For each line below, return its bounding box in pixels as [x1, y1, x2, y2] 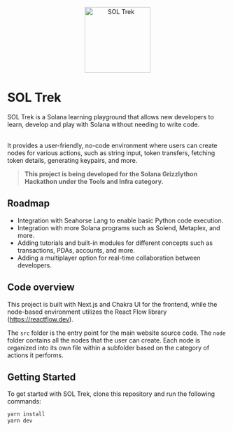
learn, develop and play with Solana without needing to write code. [7, 120, 200, 128]
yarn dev [7, 418, 33, 425]
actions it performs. [7, 351, 64, 359]
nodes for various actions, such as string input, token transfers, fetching [7, 148, 216, 157]
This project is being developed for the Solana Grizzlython [24, 169, 198, 178]
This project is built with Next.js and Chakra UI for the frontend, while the [7, 300, 218, 308]
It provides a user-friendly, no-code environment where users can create [7, 141, 218, 150]
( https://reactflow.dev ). [7, 314, 73, 323]
